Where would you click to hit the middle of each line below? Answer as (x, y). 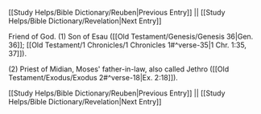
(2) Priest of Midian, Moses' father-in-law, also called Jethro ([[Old (119, 69)
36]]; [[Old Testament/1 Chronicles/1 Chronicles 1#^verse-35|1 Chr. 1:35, (128, 45)
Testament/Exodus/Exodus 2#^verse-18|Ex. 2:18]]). (93, 77)
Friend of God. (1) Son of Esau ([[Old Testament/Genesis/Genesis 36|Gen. (131, 37)
